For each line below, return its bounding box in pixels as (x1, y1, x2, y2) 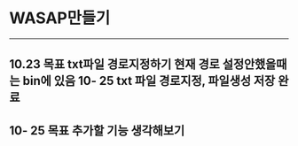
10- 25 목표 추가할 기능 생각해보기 (9, 123, 185, 138)
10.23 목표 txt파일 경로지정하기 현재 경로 (9, 57, 220, 72)
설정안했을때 (222, 57, 287, 72)
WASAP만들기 (9, 8, 111, 28)
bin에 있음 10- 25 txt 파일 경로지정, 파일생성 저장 (22, 73, 276, 88)
